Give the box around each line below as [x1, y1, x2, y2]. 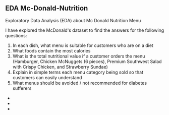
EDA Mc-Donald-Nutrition [5, 4, 88, 13]
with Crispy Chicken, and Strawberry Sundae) [12, 64, 108, 70]
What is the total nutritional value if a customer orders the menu [12, 53, 145, 59]
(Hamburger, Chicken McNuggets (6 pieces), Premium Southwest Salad [12, 58, 162, 65]
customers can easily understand [12, 74, 82, 80]
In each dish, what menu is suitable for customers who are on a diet [12, 42, 154, 48]
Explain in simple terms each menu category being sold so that [12, 69, 144, 75]
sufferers [12, 85, 32, 91]
